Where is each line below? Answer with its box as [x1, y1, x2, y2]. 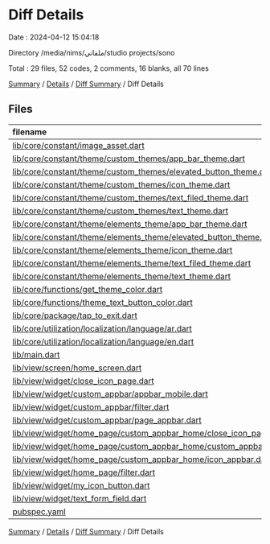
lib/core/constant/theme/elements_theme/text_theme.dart [12, 270, 231, 282]
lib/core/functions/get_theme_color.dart [12, 283, 163, 295]
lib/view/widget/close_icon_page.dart [12, 375, 154, 386]
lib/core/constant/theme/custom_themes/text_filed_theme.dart [12, 192, 249, 203]
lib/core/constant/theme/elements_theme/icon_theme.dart [12, 244, 233, 255]
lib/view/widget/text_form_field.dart [12, 492, 147, 504]
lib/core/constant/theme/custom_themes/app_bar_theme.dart [12, 153, 245, 164]
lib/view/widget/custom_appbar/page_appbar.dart [12, 414, 202, 426]
